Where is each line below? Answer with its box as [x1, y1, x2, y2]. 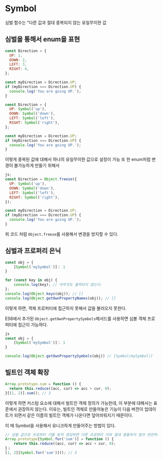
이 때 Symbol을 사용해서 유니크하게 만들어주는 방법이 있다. [5, 423, 116, 428]
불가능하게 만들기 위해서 [14, 162, 60, 168]
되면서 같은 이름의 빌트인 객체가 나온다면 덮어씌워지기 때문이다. [14, 412, 133, 418]
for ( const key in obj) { [5, 278, 57, 283]
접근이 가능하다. [17, 321, 48, 327]
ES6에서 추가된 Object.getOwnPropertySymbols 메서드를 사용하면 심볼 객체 [5, 316, 147, 321]
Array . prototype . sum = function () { [5, 381, 81, 387]
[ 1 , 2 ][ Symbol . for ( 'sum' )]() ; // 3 [5, 450, 77, 455]
